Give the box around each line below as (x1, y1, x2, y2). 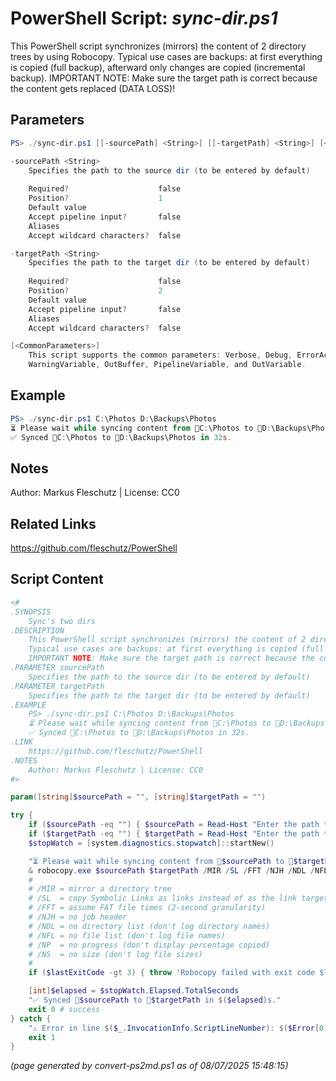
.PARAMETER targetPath (10, 681, 105, 691)
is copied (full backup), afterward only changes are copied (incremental (10, 61, 306, 73)
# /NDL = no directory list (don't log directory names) (28, 921, 271, 931)
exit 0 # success (28, 1004, 101, 1014)
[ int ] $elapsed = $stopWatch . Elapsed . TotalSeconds (28, 986, 240, 996)
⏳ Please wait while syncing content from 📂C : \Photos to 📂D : (10, 423, 272, 433)
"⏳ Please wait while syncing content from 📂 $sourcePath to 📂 (28, 856, 294, 866)
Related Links (10, 515, 97, 532)
